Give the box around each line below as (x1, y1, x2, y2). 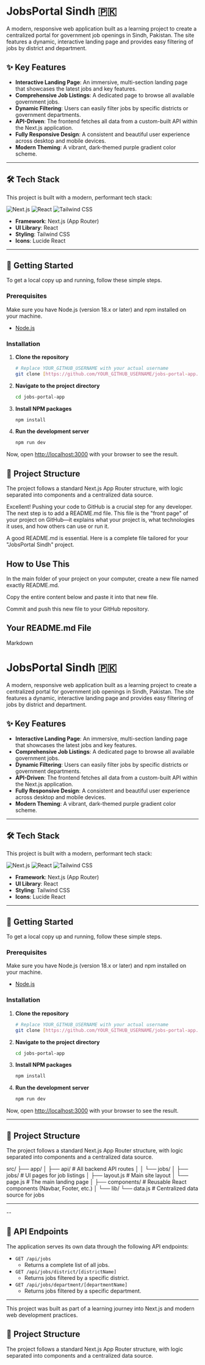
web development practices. (6, 1311, 78, 1318)
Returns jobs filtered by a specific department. (24, 1287, 142, 1295)
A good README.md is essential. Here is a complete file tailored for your (6, 535, 189, 542)
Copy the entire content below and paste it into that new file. (6, 593, 159, 601)
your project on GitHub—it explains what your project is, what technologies (6, 516, 195, 524)
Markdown (6, 639, 34, 647)
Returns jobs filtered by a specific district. (24, 1274, 129, 1281)
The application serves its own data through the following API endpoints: (6, 1243, 189, 1250)
